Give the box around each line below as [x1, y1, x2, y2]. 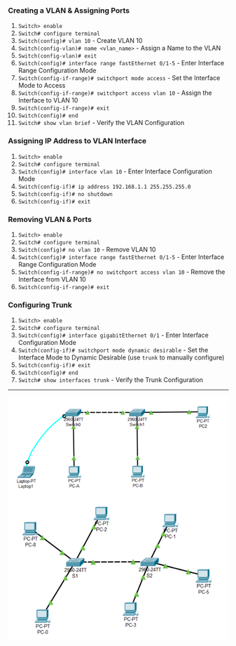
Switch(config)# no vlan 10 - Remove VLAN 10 [18, 245, 156, 253]
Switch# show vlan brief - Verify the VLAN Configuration [18, 119, 185, 127]
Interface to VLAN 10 [18, 96, 78, 105]
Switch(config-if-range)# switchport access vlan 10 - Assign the [18, 88, 212, 97]
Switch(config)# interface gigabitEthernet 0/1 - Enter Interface [18, 331, 209, 339]
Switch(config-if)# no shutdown [18, 190, 113, 198]
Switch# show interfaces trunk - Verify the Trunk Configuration [18, 376, 204, 384]
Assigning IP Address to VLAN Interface [8, 136, 147, 146]
